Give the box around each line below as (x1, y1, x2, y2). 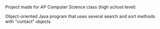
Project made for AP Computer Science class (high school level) (5, 4, 136, 10)
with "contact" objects (5, 19, 51, 24)
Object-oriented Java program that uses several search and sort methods (5, 14, 156, 19)
